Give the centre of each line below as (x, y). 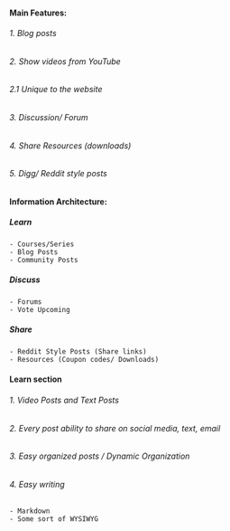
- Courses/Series (42, 244)
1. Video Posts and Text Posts (64, 400)
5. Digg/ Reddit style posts (59, 174)
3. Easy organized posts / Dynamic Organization (100, 456)
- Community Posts (44, 260)
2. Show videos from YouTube (65, 61)
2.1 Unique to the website (56, 90)
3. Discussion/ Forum (49, 118)
